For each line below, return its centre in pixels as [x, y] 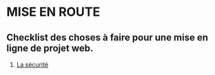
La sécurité [32, 65]
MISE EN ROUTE [53, 12]
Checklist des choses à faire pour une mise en [107, 37]
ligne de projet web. [50, 48]
